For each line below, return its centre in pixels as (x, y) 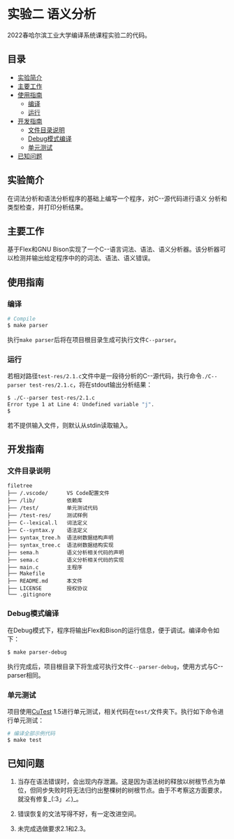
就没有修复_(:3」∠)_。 (50, 799)
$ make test (24, 740)
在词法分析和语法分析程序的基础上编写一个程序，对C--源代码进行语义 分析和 (117, 198)
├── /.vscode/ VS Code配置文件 (58, 494)
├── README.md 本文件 (45, 581)
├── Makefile (26, 574)
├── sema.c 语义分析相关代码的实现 (66, 560)
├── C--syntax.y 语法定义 (47, 531)
